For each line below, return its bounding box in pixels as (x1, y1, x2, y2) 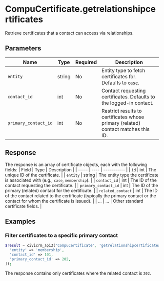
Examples (5, 217, 36, 226)
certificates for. (102, 73, 137, 80)
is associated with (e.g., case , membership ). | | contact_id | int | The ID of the (5, 177, 157, 183)
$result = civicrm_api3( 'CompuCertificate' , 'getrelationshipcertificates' (5, 243, 163, 248)
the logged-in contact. (102, 99, 154, 106)
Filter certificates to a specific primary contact (5, 232, 118, 238)
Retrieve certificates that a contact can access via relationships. (5, 30, 134, 36)
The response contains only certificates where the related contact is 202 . (5, 270, 151, 276)
